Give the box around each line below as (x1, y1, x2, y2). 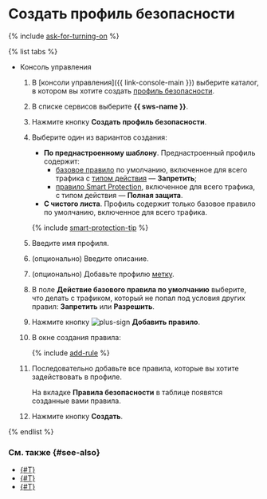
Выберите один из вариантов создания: (31, 133, 167, 142)
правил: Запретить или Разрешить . (31, 301, 155, 311)
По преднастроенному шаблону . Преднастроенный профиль (43, 148, 256, 157)
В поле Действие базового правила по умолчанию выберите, (31, 284, 247, 294)
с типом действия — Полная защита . (55, 190, 183, 200)
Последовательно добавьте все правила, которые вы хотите (31, 363, 239, 373)
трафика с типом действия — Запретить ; (55, 173, 198, 183)
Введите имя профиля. (31, 238, 109, 248)
